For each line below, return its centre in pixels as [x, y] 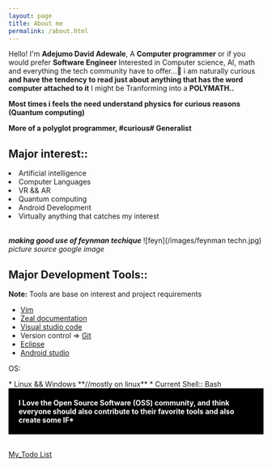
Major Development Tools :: [78, 275]
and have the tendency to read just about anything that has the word [126, 80]
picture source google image [57, 249]
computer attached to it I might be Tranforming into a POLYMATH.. [121, 88]
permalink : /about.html [49, 31]
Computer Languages [55, 182]
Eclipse [32, 344]
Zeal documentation [53, 318]
